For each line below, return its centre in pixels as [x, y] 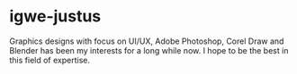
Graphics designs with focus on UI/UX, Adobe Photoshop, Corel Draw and [147, 41]
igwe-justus [55, 16]
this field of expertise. [49, 60]
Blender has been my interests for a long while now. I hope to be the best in [149, 50]
